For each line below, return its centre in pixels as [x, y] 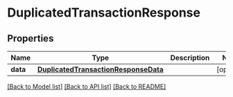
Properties [31, 38]
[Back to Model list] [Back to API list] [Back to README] [87, 87]
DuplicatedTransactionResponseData [101, 69]
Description [190, 58]
